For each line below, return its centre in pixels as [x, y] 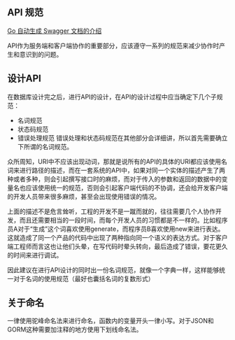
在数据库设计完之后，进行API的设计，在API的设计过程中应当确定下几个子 [112, 97]
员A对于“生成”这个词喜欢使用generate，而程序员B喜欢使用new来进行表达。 [116, 229]
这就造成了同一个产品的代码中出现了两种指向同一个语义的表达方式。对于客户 [117, 237]
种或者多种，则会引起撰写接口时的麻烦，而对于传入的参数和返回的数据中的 [114, 179]
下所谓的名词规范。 [45, 146]
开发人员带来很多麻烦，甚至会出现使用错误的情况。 [87, 196]
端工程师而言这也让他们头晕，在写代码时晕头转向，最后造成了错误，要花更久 [117, 246]
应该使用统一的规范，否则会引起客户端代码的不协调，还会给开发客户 [123, 187]
